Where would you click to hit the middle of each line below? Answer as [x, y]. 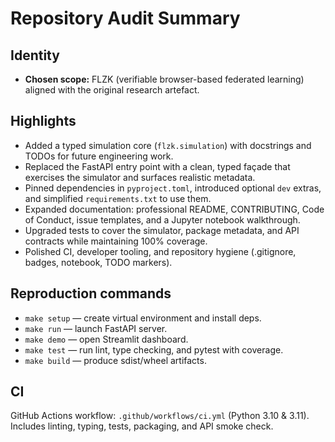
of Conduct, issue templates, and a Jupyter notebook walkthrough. [162, 219]
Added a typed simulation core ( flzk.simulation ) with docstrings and [168, 145]
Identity [35, 55]
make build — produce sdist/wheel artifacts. [115, 360]
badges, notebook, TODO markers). [98, 262]
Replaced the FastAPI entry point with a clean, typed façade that [157, 166]
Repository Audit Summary [125, 18]
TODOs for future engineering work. [99, 156]
